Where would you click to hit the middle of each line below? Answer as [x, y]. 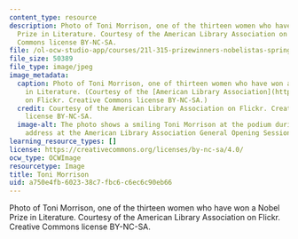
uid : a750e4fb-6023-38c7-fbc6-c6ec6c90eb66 [91, 183]
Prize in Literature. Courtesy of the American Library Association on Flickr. [145, 218]
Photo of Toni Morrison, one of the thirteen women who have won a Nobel [145, 208]
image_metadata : [39, 76]
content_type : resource [53, 17]
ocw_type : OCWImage [45, 158]
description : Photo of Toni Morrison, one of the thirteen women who [141, 26]
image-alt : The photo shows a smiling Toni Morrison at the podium [145, 125]
